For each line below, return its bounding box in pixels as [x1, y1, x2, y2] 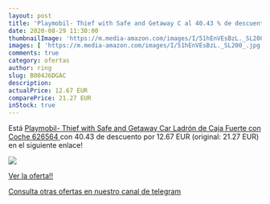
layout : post [8, 11, 52, 20]
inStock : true [8, 101, 56, 109]
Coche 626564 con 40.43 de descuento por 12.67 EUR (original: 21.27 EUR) [8, 132, 260, 141]
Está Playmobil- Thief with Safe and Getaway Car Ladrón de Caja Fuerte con [8, 124, 261, 133]
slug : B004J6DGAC [8, 71, 67, 80]
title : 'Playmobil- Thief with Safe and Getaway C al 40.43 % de [8, 19, 231, 27]
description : [8, 79, 52, 87]
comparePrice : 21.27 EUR [8, 94, 92, 102]
